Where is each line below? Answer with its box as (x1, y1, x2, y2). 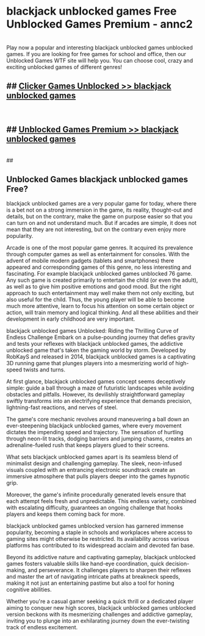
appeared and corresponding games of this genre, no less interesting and (6, 263, 192, 271)
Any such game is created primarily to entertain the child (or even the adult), (6, 276, 198, 284)
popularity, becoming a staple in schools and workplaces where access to (6, 529, 193, 536)
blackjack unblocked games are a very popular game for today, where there (6, 200, 197, 207)
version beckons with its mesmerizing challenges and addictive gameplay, (6, 611, 193, 618)
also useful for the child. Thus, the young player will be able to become (6, 296, 185, 303)
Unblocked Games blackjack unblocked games (6, 174, 189, 184)
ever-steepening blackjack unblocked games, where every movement (6, 422, 182, 429)
